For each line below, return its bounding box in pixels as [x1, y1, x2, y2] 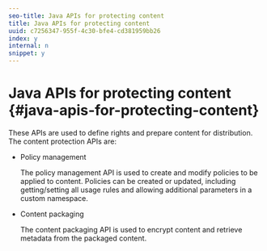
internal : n [8, 42, 49, 50]
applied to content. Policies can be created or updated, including [19, 176, 236, 186]
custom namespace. [19, 193, 89, 203]
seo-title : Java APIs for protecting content [8, 11, 164, 20]
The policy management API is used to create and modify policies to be [19, 167, 258, 178]
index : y [8, 34, 38, 43]
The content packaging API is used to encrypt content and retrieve [19, 224, 243, 234]
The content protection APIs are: [8, 136, 117, 146]
